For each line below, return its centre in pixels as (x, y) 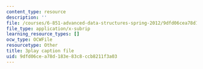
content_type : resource (36, 12)
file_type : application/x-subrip (48, 28)
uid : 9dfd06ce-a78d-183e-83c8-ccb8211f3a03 (62, 56)
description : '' (27, 17)
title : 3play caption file (40, 51)
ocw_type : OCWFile (29, 40)
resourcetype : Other (32, 46)
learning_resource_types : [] (43, 34)
